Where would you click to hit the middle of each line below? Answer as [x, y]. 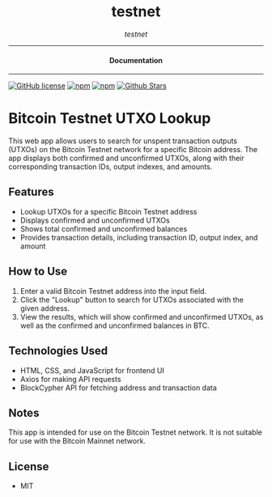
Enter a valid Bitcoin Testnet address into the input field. [113, 291]
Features [31, 192]
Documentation [136, 60]
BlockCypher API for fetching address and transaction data [118, 388]
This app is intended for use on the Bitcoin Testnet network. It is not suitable [136, 432]
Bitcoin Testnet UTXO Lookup [110, 119]
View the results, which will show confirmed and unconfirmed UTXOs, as [142, 316]
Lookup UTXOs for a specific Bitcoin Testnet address [108, 211]
